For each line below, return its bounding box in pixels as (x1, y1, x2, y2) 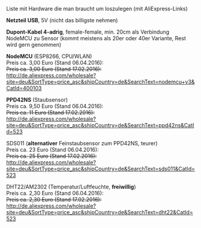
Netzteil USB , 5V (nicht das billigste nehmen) (6, 17, 118, 23)
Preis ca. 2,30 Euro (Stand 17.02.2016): (6, 196, 102, 203)
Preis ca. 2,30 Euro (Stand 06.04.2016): (6, 190, 104, 197)
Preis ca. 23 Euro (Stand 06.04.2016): (6, 146, 99, 153)
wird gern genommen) (6, 41, 62, 48)
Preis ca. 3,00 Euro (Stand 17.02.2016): (6, 65, 102, 73)
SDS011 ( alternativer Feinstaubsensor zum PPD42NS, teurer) (6, 140, 158, 146)
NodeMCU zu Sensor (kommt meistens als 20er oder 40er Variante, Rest (6, 35, 186, 41)
